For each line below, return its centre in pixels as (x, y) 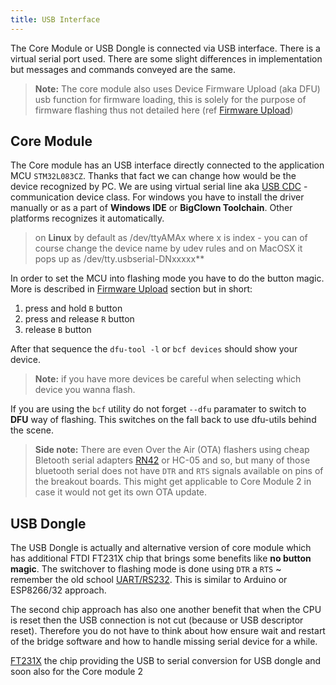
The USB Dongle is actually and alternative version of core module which (161, 548)
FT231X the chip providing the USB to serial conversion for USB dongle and (166, 661)
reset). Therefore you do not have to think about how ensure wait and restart (168, 631)
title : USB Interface (55, 19)
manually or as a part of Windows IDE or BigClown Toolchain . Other (151, 208)
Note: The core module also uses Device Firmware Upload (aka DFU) (177, 88)
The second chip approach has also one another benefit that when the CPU (166, 610)
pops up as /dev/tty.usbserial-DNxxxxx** (119, 259)
